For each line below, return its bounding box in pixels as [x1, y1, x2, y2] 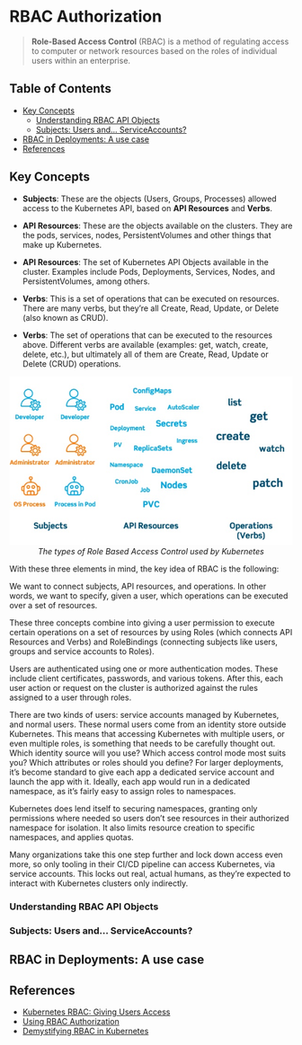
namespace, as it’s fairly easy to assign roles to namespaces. [9, 785, 236, 796]
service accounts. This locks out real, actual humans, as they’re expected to [9, 868, 291, 879]
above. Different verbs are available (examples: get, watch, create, [22, 339, 269, 350]
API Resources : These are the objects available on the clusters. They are [22, 220, 293, 231]
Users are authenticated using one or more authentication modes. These [9, 663, 279, 674]
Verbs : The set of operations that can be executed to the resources [22, 330, 272, 341]
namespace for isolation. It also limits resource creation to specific [9, 822, 255, 833]
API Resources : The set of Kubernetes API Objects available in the [22, 256, 270, 267]
